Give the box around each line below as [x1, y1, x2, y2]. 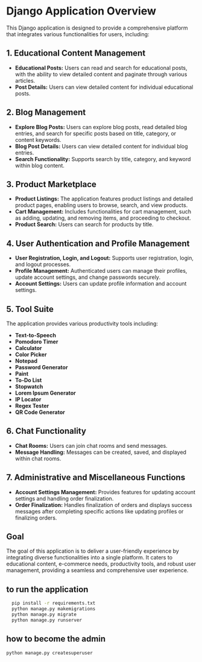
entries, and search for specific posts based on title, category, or [14, 130, 177, 137]
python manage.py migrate [11, 611, 77, 617]
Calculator [14, 345, 42, 351]
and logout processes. [14, 261, 71, 268]
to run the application [6, 584, 89, 594]
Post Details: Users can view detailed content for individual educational [14, 83, 194, 91]
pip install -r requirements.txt [11, 600, 96, 606]
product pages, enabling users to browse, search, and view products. [14, 202, 188, 209]
